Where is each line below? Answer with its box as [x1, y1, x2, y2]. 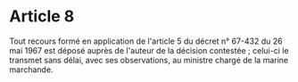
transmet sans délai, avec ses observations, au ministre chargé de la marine [9, 54, 288, 65]
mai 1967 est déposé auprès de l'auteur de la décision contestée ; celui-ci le [9, 45, 289, 55]
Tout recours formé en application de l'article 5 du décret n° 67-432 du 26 [9, 36, 283, 46]
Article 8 [9, 6, 75, 27]
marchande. [9, 64, 54, 75]
